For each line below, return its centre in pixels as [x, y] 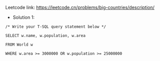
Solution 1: [24, 17]
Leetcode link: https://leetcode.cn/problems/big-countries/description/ [80, 7]
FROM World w [19, 45]
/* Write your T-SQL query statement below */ [56, 27]
